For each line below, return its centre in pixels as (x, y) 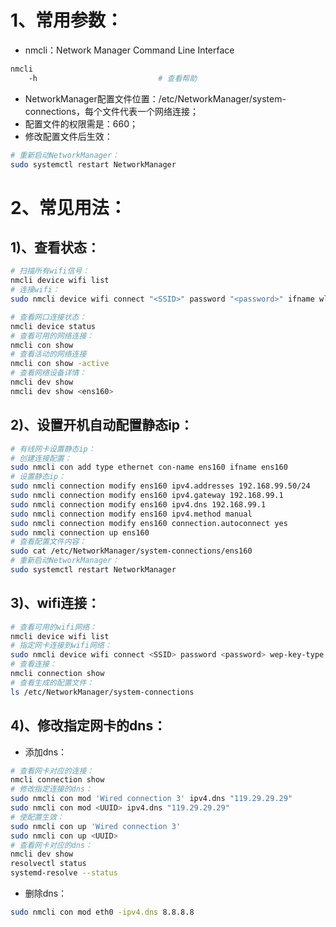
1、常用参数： (67, 20)
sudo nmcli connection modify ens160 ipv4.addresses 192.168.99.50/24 (160, 486)
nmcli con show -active (60, 364)
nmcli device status (53, 326)
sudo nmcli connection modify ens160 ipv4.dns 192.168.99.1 (138, 504)
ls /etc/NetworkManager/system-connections (102, 692)
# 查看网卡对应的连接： (52, 771)
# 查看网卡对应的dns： (51, 845)
